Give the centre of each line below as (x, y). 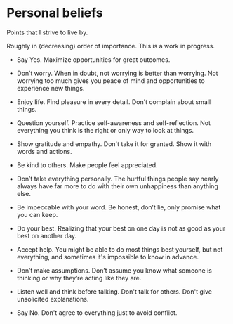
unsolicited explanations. (53, 299)
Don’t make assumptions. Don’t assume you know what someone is (114, 270)
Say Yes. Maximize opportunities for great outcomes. (93, 59)
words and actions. (44, 151)
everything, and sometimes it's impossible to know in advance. (108, 257)
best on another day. (47, 235)
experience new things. (51, 88)
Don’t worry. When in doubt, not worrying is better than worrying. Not (117, 73)
